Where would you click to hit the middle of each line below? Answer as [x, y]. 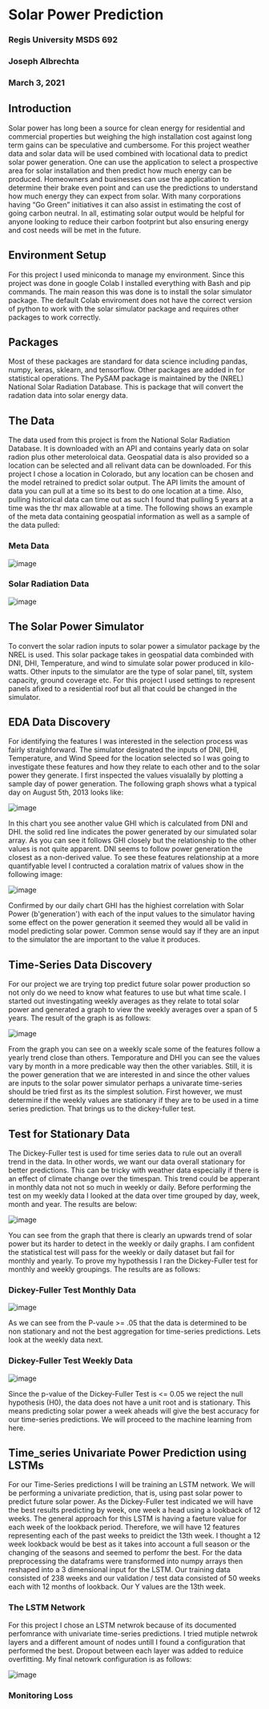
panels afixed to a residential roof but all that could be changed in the [123, 688]
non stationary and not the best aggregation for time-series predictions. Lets [134, 1332]
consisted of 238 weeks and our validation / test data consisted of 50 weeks [134, 1578]
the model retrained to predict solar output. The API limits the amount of [127, 483]
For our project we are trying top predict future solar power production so [129, 984]
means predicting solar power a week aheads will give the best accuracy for [134, 1410]
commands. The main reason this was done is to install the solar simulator [130, 292]
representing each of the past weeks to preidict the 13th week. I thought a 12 [134, 1536]
